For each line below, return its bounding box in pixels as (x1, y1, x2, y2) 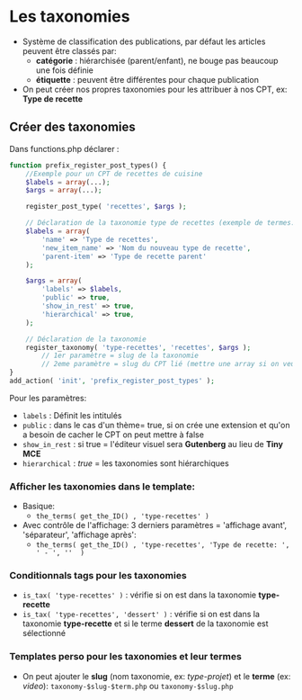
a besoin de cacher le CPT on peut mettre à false (22, 429, 205, 440)
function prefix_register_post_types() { (9, 160, 167, 170)
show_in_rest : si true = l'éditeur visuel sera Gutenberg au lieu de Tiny (22, 438, 283, 449)
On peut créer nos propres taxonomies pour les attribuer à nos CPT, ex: (22, 84, 288, 94)
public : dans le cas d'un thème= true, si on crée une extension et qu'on (22, 419, 290, 430)
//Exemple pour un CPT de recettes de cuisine (25, 169, 203, 178)
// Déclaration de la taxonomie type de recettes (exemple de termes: (25, 219, 296, 228)
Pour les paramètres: (9, 392, 87, 403)
